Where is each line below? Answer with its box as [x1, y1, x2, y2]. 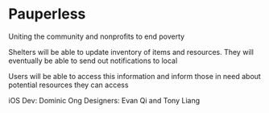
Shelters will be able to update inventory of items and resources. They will [8, 47, 254, 56]
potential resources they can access [8, 80, 129, 90]
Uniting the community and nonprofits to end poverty [8, 31, 185, 41]
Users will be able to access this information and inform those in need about [8, 71, 262, 81]
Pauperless [8, 5, 86, 23]
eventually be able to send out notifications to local [8, 56, 178, 65]
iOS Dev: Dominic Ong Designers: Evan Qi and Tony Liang [8, 95, 200, 105]
